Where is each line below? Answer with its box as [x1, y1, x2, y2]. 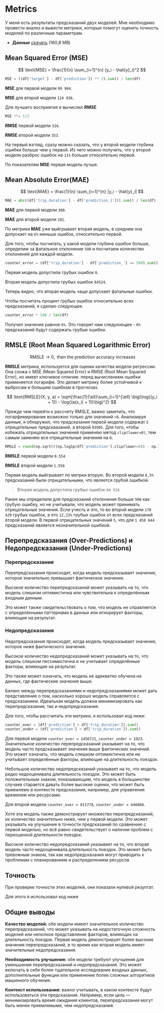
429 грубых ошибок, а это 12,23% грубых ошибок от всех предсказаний [5, 511, 153, 518]
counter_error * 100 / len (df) [5, 313, 69, 318]
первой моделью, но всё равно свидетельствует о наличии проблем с [5, 827, 153, 833]
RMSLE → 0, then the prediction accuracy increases [30, 354, 136, 360]
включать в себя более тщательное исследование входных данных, [5, 967, 148, 973]
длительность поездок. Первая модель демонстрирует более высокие [5, 937, 154, 942]
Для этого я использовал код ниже [5, 894, 79, 900]
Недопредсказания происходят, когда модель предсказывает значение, [5, 638, 157, 644]
